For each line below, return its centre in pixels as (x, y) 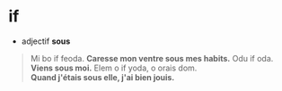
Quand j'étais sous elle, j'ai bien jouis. (102, 77)
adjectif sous (46, 41)
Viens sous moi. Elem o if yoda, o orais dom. (114, 68)
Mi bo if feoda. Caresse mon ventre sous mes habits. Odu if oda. (152, 58)
